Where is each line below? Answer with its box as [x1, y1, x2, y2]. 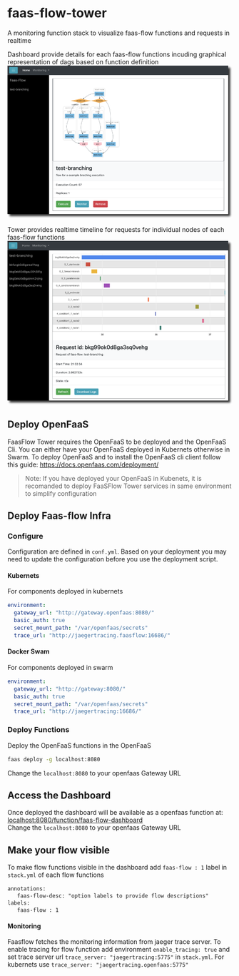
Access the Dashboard [7, 789, 111, 801]
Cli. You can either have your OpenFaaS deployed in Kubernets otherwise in [7, 444, 230, 454]
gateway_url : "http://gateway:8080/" [14, 685, 126, 693]
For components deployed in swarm [7, 663, 113, 671]
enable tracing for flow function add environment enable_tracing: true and [7, 945, 230, 954]
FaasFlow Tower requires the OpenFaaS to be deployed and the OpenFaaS [7, 437, 227, 446]
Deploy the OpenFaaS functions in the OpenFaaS [7, 741, 151, 750]
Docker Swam [7, 647, 50, 656]
